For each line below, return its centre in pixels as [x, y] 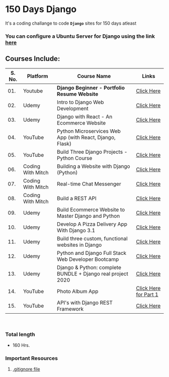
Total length [20, 334]
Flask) [64, 143]
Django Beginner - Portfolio [91, 87]
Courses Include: [33, 59]
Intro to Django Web [80, 102]
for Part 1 [147, 294]
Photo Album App [78, 291]
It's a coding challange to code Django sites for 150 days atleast [71, 23]
